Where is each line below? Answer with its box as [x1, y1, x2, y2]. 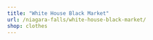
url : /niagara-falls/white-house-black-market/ [7, 16, 147, 23]
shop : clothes [7, 22, 48, 29]
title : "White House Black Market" [7, 9, 110, 17]
